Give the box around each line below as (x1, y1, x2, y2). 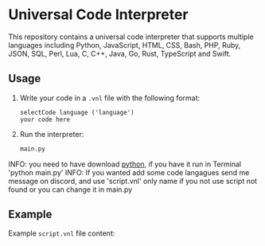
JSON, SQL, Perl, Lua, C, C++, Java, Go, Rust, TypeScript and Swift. (8, 49, 232, 58)
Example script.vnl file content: (8, 228, 115, 238)
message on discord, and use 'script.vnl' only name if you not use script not (8, 176, 257, 185)
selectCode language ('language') (19, 108, 134, 116)
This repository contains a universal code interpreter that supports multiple (8, 32, 254, 41)
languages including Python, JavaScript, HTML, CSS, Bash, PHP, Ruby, (8, 40, 241, 49)
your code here (19, 115, 71, 123)
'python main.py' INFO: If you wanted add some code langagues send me (8, 167, 250, 177)
